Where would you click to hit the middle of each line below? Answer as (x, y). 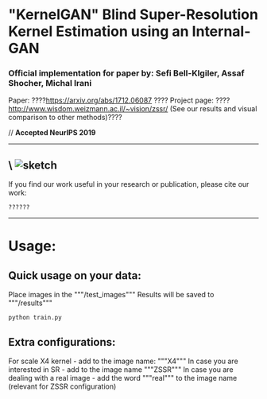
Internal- (221, 31)
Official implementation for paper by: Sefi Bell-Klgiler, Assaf (126, 73)
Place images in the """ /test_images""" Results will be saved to (111, 295)
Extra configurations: (62, 342)
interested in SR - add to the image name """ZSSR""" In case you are (121, 370)
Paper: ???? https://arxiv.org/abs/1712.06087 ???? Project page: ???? (119, 100)
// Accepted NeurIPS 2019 (52, 133)
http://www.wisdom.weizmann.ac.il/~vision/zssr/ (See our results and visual (133, 109)
